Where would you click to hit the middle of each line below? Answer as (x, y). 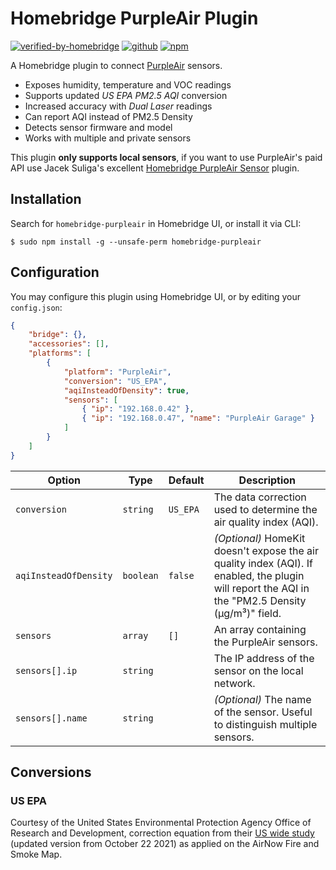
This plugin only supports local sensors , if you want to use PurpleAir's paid (166, 157)
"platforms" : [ (60, 353)
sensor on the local (258, 670)
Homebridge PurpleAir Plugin (134, 18)
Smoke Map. (36, 854)
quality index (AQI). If (263, 563)
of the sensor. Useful (263, 712)
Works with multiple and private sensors (108, 138)
